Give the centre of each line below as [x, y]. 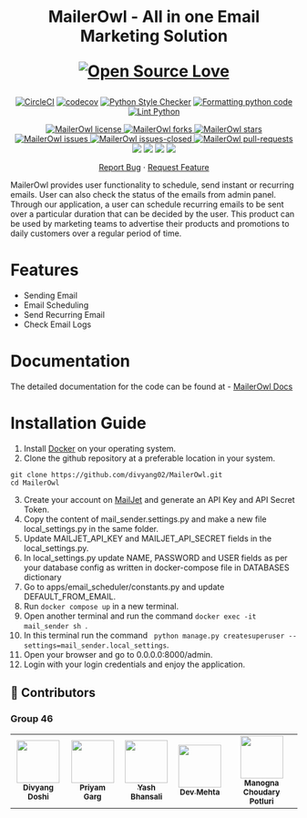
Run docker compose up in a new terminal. [101, 606]
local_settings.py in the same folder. [91, 529]
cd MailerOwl [35, 483]
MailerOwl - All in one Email [154, 17]
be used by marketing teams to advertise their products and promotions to [150, 224]
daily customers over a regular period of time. [96, 233]
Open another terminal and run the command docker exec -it [140, 616]
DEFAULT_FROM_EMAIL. [70, 597]
